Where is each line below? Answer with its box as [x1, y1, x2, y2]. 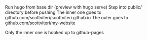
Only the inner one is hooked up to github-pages [5, 30, 104, 35]
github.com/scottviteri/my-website [5, 20, 75, 26]
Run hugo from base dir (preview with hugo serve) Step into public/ [5, 4, 142, 10]
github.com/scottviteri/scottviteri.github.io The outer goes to [5, 15, 128, 20]
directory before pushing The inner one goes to [5, 9, 102, 15]
